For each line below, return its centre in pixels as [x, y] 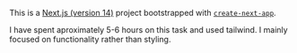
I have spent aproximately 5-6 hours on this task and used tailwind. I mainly [149, 30]
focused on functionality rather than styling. [90, 39]
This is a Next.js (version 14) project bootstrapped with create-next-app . [143, 13]
